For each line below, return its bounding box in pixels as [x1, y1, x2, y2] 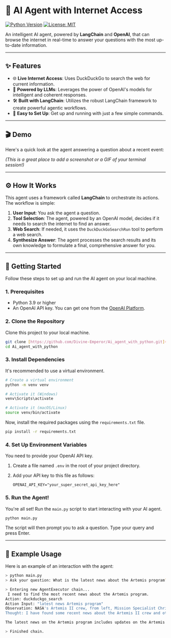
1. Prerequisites [5, 288, 44, 295]
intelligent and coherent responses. [12, 92, 88, 98]
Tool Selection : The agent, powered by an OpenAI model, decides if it [12, 215, 159, 221]
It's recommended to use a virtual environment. [5, 368, 105, 374]
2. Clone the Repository [5, 318, 65, 325]
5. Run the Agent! [5, 494, 49, 501]
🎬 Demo [5, 130, 32, 139]
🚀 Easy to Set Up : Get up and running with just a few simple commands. [12, 110, 164, 116]
